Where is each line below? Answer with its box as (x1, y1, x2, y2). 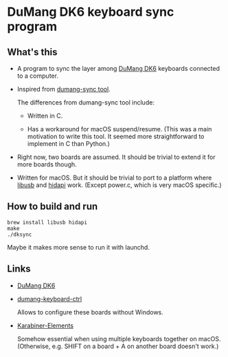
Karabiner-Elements (16, 321, 74, 329)
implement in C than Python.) (27, 140, 110, 148)
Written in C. (27, 111, 63, 120)
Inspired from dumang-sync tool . (16, 85, 111, 93)
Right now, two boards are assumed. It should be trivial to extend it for (16, 153, 216, 161)
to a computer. (16, 72, 58, 80)
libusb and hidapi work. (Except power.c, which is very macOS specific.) (16, 181, 222, 189)
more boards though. (16, 160, 77, 169)
